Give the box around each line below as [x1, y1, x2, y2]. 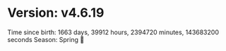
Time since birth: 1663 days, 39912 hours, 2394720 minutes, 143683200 [7, 28, 219, 36]
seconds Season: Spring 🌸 [7, 35, 85, 43]
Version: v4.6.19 [7, 5, 105, 21]
